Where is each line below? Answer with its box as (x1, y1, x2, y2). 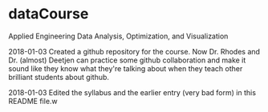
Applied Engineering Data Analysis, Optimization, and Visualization (8, 31, 229, 41)
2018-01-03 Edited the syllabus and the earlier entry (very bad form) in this (8, 87, 257, 97)
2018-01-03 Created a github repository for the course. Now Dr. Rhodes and (8, 46, 261, 56)
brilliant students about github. (8, 72, 110, 82)
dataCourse (8, 5, 89, 23)
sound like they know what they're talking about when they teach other (8, 63, 243, 73)
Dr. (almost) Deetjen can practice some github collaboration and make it (8, 55, 246, 65)
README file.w (8, 96, 58, 106)
